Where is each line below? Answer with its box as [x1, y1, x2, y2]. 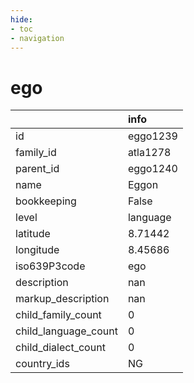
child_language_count [15, 324, 118, 338]
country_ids [15, 357, 70, 371]
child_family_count [15, 308, 102, 322]
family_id [15, 146, 57, 160]
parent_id [15, 162, 60, 176]
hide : [10, 14, 33, 25]
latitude [15, 227, 51, 241]
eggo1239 [127, 129, 178, 143]
